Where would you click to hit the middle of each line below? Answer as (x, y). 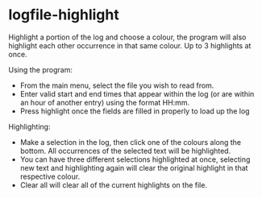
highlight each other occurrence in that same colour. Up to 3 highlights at (130, 45)
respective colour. (50, 176)
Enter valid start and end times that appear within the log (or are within (137, 93)
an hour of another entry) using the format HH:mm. (105, 102)
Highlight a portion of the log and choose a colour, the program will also (127, 37)
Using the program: (40, 69)
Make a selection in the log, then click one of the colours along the (131, 142)
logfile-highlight (64, 15)
